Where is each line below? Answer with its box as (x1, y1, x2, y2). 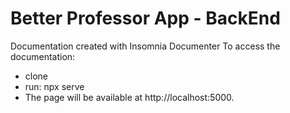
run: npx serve (24, 80, 85, 92)
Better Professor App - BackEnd (10, 7, 281, 30)
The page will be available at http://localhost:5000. (24, 91, 235, 103)
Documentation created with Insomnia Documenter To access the (10, 40, 281, 52)
